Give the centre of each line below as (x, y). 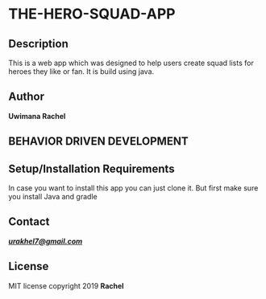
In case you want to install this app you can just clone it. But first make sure (133, 188)
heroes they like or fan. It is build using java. (81, 72)
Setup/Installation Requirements (91, 168)
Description (38, 44)
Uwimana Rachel (37, 116)
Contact (29, 222)
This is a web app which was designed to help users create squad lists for (131, 63)
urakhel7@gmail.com (46, 241)
